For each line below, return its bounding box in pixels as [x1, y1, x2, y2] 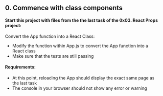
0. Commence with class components [5, 4, 123, 12]
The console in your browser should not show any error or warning [12, 85, 147, 91]
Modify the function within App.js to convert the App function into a [12, 43, 148, 48]
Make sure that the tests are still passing [12, 53, 94, 59]
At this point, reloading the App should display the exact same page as [12, 75, 155, 80]
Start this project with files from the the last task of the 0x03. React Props [5, 17, 158, 23]
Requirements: [5, 64, 36, 70]
